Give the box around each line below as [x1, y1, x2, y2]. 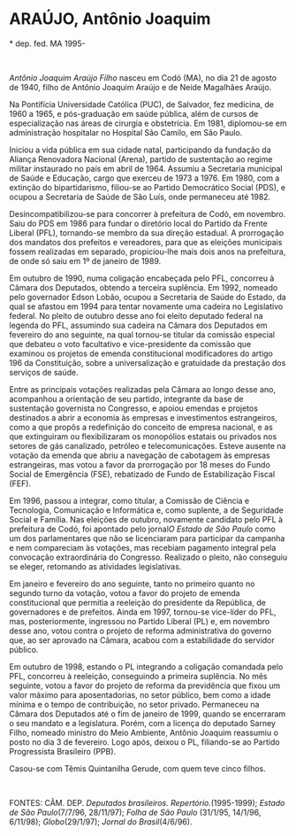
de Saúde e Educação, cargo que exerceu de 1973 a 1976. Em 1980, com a [9, 173, 280, 183]
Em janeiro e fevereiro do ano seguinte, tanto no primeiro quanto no [9, 578, 255, 589]
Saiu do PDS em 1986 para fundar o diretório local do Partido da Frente [9, 218, 268, 228]
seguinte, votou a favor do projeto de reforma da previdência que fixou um [9, 680, 281, 691]
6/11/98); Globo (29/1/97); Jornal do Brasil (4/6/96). [9, 816, 193, 827]
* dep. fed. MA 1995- [9, 38, 86, 49]
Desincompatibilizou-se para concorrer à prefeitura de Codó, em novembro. [9, 208, 286, 219]
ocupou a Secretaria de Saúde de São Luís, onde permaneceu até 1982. [9, 191, 271, 202]
